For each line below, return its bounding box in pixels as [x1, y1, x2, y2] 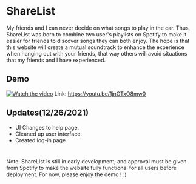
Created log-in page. [15, 136, 68, 143]
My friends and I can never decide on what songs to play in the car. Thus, [6, 24, 191, 31]
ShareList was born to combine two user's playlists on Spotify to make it [6, 30, 187, 38]
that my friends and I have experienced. [6, 56, 106, 64]
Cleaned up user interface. [15, 130, 83, 137]
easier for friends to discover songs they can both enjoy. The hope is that [6, 37, 190, 44]
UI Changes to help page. [15, 123, 79, 131]
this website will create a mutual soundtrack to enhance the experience [6, 44, 185, 51]
